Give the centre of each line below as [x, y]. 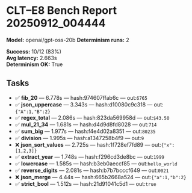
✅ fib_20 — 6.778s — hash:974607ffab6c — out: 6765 [81, 97]
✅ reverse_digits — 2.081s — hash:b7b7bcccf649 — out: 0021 [92, 170]
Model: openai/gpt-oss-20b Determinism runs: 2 [68, 40]
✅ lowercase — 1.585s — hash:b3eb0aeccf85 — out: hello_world [96, 164]
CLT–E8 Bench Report [62, 11]
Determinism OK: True [35, 64]
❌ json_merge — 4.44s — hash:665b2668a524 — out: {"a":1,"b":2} [101, 177]
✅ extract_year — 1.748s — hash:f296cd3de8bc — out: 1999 [89, 156]
